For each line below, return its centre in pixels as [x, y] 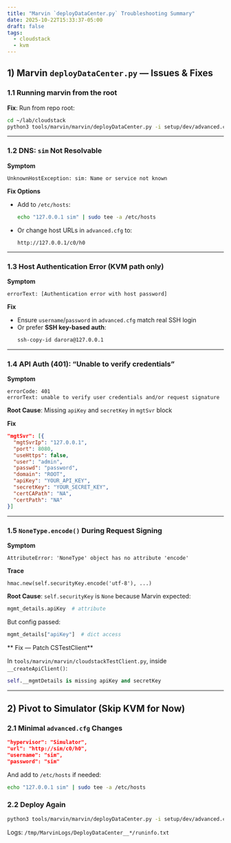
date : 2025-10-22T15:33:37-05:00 [55, 20]
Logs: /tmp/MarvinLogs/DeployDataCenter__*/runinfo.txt [88, 832]
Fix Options [24, 191]
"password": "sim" [33, 761]
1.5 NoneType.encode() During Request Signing [85, 530]
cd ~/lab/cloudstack [37, 120]
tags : [15, 33]
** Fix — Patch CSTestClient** [50, 647]
